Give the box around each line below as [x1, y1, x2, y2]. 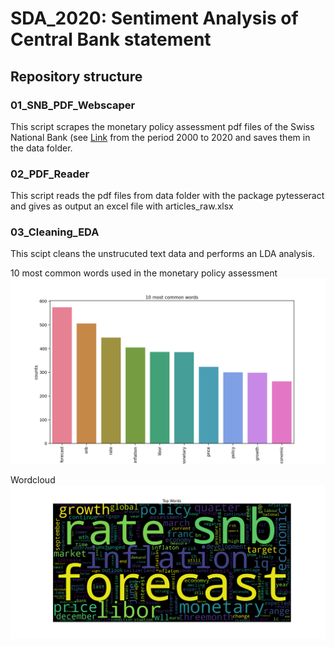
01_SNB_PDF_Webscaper [10, 98, 136, 112]
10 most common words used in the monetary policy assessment [10, 267, 278, 279]
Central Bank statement [10, 28, 212, 51]
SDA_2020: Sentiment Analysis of [10, 7, 299, 30]
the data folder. [10, 142, 73, 154]
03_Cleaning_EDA [10, 225, 100, 239]
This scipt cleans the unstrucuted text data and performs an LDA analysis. [10, 248, 315, 260]
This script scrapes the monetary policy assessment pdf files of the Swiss [10, 120, 315, 132]
